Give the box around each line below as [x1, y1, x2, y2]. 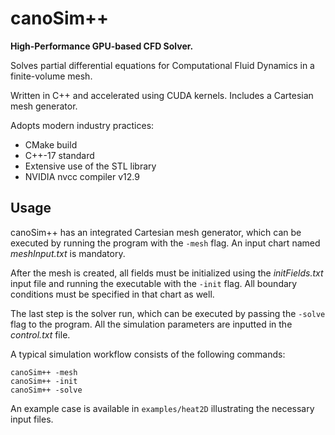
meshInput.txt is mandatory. [10, 247, 126, 259]
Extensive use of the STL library [24, 160, 157, 172]
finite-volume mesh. [10, 70, 93, 82]
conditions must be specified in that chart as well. [10, 288, 215, 300]
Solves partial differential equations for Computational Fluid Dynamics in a [10, 59, 315, 71]
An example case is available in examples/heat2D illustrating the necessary [10, 402, 315, 414]
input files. [10, 413, 54, 425]
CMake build [24, 138, 78, 151]
